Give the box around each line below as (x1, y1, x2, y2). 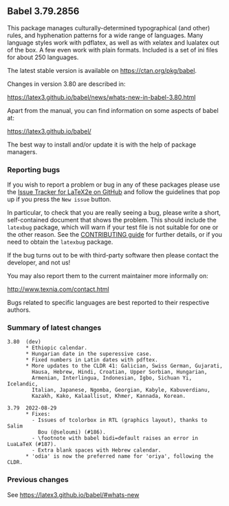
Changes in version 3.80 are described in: (7, 79, 126, 88)
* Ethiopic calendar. (25, 344, 88, 352)
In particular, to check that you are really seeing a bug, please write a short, (7, 209, 221, 217)
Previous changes (7, 475, 69, 485)
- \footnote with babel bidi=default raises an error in (32, 435, 198, 442)
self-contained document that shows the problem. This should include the (7, 216, 217, 224)
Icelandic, (7, 381, 39, 388)
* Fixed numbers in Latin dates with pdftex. (25, 357, 158, 363)
